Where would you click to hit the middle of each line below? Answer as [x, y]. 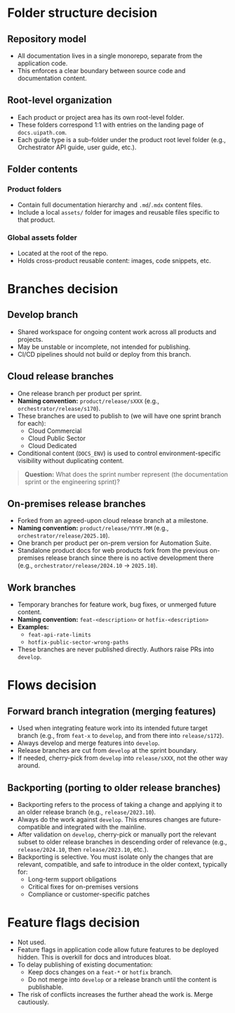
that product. [36, 219]
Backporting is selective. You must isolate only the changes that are [115, 857]
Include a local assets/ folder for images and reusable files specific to [118, 212]
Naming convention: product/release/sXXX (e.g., [88, 401]
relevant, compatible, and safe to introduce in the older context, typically [122, 865]
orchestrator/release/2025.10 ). [63, 535]
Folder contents [43, 169]
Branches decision [63, 289]
